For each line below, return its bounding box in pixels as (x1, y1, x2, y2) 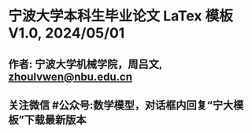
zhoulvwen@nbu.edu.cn (8, 70, 132, 83)
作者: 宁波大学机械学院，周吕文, (8, 57, 163, 70)
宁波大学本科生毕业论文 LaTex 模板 (8, 7, 234, 25)
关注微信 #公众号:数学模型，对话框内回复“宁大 (8, 99, 234, 112)
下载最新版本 (24, 113, 87, 126)
